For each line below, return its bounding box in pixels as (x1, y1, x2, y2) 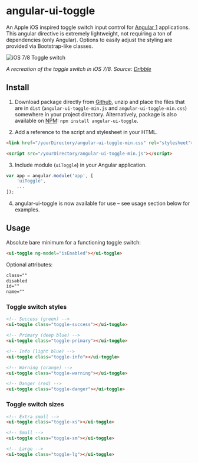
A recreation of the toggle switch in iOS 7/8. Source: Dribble (6, 65, 151, 72)
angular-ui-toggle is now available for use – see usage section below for (14, 200, 190, 207)
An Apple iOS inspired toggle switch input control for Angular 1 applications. (6, 24, 190, 31)
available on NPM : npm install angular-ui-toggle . (14, 117, 138, 124)
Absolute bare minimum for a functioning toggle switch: (6, 239, 141, 246)
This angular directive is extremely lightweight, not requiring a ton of (6, 30, 172, 37)
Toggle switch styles (6, 303, 67, 311)
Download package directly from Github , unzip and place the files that (14, 98, 185, 105)
